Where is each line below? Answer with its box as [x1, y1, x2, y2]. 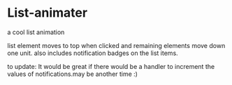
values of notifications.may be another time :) [7, 70, 138, 78]
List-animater [7, 5, 88, 21]
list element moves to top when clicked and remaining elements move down [7, 41, 226, 49]
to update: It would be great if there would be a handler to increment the [7, 62, 215, 70]
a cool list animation [7, 28, 65, 36]
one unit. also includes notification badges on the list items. [7, 49, 178, 57]
